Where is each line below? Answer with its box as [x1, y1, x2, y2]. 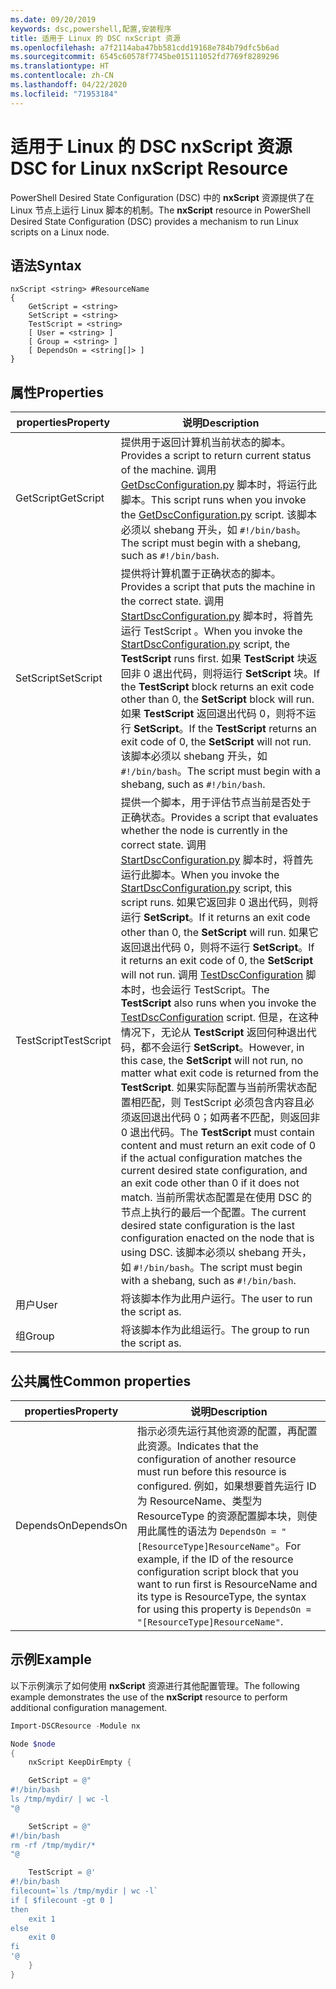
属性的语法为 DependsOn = [156, 1524, 277, 1538]
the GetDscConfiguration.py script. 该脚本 [120, 508, 317, 522]
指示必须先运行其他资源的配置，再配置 [136, 1424, 318, 1438]
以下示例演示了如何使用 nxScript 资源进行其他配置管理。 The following [10, 1679, 300, 1691]
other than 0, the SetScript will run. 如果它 [120, 926, 319, 940]
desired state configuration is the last [120, 1219, 295, 1233]
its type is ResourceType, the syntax [136, 1590, 307, 1603]
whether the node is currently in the [120, 824, 288, 838]
